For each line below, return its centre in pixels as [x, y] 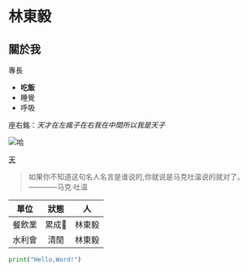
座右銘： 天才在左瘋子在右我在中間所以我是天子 [87, 125]
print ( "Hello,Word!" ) [45, 260]
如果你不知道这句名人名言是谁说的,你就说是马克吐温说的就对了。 [136, 177]
